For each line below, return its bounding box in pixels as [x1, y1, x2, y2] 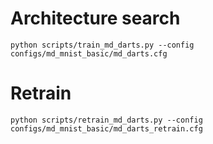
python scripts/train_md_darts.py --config [10, 40, 195, 50]
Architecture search [10, 7, 181, 30]
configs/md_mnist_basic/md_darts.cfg [10, 48, 168, 59]
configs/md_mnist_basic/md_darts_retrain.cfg [10, 123, 203, 134]
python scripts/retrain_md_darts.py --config [10, 115, 203, 125]
